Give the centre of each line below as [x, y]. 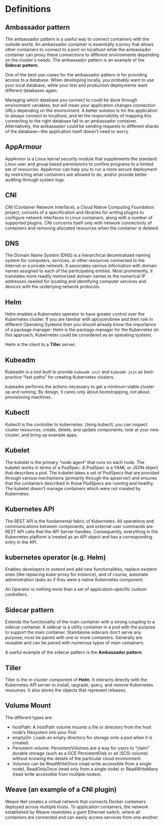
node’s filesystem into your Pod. [45, 732]
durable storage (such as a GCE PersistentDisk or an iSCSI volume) [80, 753]
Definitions [28, 9]
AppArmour [24, 147]
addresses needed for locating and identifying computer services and [76, 281]
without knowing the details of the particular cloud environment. [77, 758]
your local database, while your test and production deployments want [76, 85]
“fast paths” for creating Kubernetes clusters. [69, 377]
